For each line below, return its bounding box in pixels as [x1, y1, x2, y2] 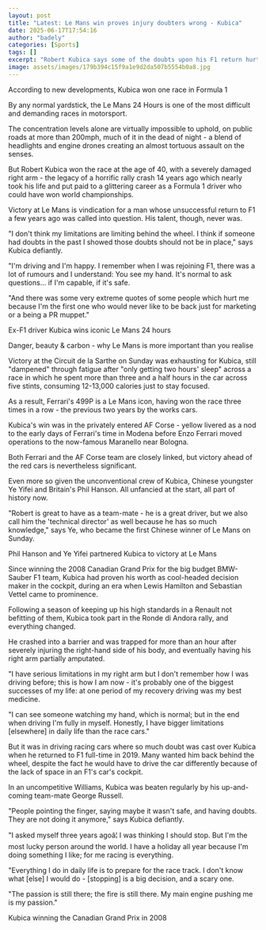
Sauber [8, 572, 32, 582]
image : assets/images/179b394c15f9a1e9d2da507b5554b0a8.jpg [8, 63, 211, 71]
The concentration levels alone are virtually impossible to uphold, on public [8, 123, 253, 133]
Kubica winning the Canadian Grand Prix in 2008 [8, 913, 168, 922]
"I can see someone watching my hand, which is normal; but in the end [8, 709, 240, 719]
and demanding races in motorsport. [8, 108, 127, 118]
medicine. [8, 694, 41, 704]
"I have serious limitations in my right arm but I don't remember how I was [8, 669, 249, 678]
